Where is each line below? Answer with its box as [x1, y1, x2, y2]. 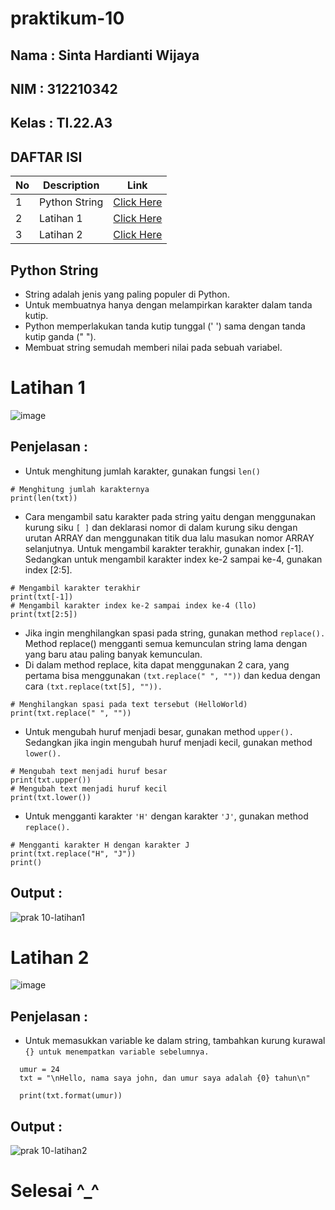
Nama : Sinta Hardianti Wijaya [10, 47, 200, 64]
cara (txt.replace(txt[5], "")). [24, 680, 163, 692]
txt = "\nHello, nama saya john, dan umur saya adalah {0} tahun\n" [19, 1073, 311, 1084]
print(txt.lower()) [10, 792, 92, 802]
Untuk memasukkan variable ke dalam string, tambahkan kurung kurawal [24, 1035, 326, 1047]
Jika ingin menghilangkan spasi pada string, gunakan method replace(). [24, 627, 326, 639]
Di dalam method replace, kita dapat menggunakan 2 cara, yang [24, 658, 290, 671]
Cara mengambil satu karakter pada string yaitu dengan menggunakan [24, 510, 316, 522]
